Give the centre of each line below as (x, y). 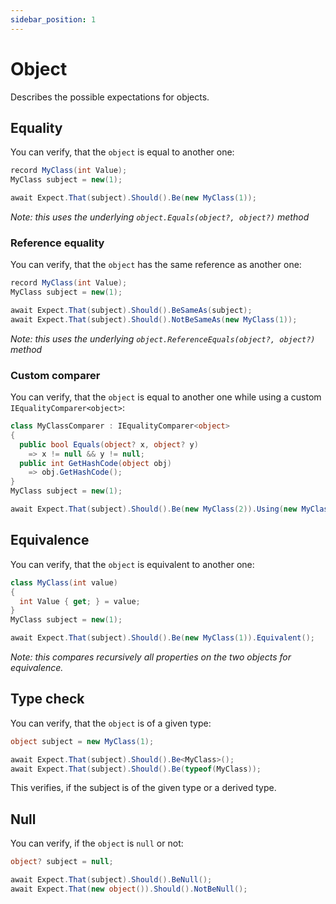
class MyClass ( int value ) (64, 582)
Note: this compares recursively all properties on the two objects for (151, 657)
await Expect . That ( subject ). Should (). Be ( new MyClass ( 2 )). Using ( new (154, 509)
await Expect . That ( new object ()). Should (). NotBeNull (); (129, 889)
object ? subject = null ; (62, 862)
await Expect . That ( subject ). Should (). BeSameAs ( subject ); (131, 311)
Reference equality (57, 243)
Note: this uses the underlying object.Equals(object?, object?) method (160, 217)
